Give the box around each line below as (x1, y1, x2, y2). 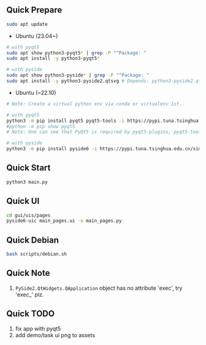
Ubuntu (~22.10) (15, 89, 56, 96)
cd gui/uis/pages (6, 212, 51, 218)
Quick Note (6, 268, 50, 278)
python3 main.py (6, 179, 48, 185)
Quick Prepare (6, 5, 63, 15)
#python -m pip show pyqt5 (6, 123, 75, 129)
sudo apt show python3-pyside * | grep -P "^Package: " (6, 72, 150, 78)
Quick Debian (6, 235, 59, 245)
